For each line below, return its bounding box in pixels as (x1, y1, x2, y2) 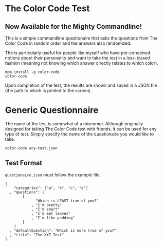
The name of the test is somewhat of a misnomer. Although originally (5, 120, 144, 127)
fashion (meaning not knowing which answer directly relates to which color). (5, 60, 158, 66)
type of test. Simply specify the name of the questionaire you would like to (5, 131, 154, 137)
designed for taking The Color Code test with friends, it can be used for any (5, 126, 157, 132)
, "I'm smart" (31, 207, 60, 212)
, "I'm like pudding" (31, 215, 75, 220)
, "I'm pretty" (31, 203, 62, 208)
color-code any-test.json (5, 146, 57, 151)
